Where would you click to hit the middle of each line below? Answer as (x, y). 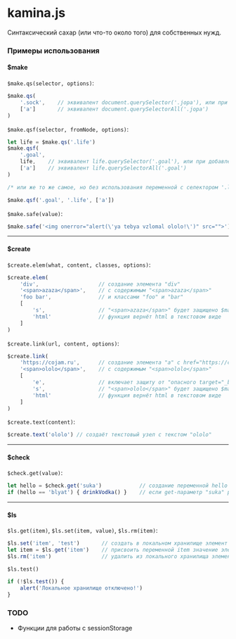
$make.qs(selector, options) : (51, 83)
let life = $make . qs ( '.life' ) (52, 142)
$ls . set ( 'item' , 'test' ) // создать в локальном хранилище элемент (118, 543)
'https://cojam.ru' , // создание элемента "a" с (100, 363)
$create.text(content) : (41, 422)
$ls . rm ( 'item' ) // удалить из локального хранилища (108, 557)
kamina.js (36, 13)
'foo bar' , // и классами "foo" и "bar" (102, 297)
